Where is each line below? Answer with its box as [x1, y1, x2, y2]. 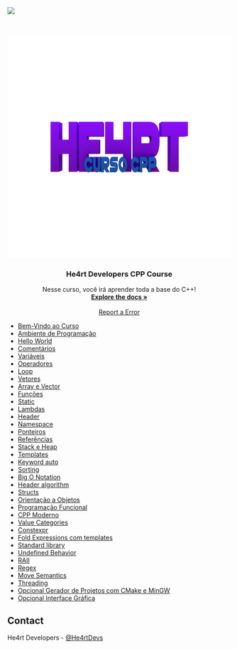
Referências [17, 435, 53, 444]
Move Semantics [17, 571, 67, 580]
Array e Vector [17, 382, 60, 391]
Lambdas [17, 405, 45, 413]
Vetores [17, 374, 41, 384]
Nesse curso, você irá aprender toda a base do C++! [42, 285, 197, 294]
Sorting [17, 465, 40, 474]
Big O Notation [17, 473, 61, 482]
